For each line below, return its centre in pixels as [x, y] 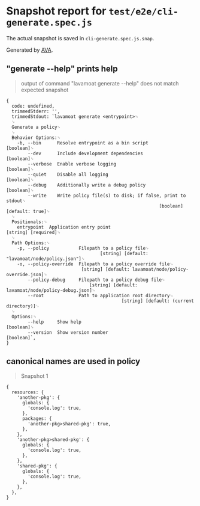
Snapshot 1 [34, 376]
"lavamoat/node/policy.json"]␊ [46, 259]
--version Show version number [68, 332]
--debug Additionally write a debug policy [87, 185]
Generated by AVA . [30, 50]
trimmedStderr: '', [36, 111]
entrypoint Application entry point [64, 227]
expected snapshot [45, 90]
